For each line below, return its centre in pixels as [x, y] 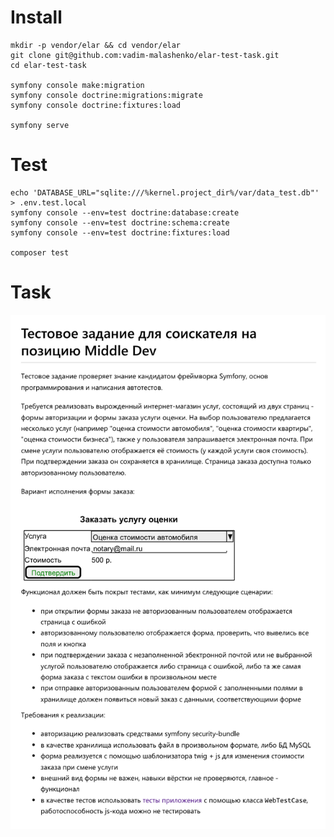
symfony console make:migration [77, 85]
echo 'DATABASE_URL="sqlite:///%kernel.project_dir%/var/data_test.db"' [165, 192]
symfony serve [40, 125]
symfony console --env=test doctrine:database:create [125, 212]
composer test [40, 252]
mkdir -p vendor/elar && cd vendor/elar [96, 45]
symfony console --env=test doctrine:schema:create [120, 222]
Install [36, 17]
